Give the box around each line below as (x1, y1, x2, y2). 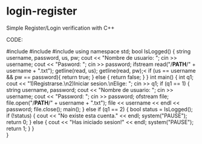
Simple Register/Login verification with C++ (6, 24, 115, 31)
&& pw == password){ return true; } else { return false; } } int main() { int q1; (6, 73, 194, 80)
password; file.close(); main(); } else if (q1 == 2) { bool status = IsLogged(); (6, 105, 194, 113)
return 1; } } (6, 125, 34, 132)
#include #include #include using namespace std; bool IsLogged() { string (6, 47, 191, 55)
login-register (6, 4, 77, 18)
